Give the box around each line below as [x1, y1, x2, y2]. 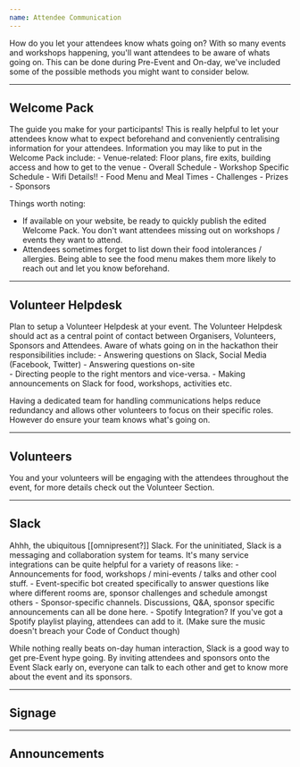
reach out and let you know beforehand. [21, 263, 170, 274]
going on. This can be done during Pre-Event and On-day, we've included [9, 56, 281, 67]
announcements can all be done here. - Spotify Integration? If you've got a [9, 606, 284, 617]
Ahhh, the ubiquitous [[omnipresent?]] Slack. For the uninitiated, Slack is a [9, 540, 282, 551]
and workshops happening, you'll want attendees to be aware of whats [9, 46, 271, 58]
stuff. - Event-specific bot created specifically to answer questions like [9, 577, 270, 588]
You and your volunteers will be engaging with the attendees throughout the [9, 473, 289, 484]
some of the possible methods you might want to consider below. [9, 66, 250, 77]
